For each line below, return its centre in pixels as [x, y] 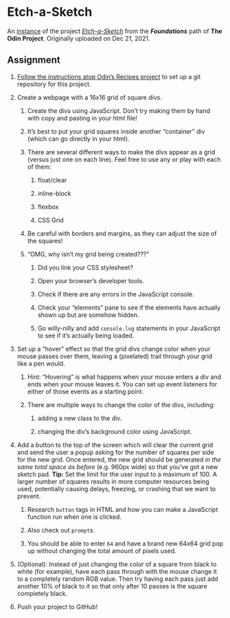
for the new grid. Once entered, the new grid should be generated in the [119, 460]
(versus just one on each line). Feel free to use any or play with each [124, 159]
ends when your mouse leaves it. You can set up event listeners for [122, 384]
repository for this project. [54, 84]
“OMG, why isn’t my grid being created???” [88, 254]
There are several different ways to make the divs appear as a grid [121, 152]
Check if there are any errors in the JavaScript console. [116, 294]
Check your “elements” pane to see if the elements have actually [129, 307]
